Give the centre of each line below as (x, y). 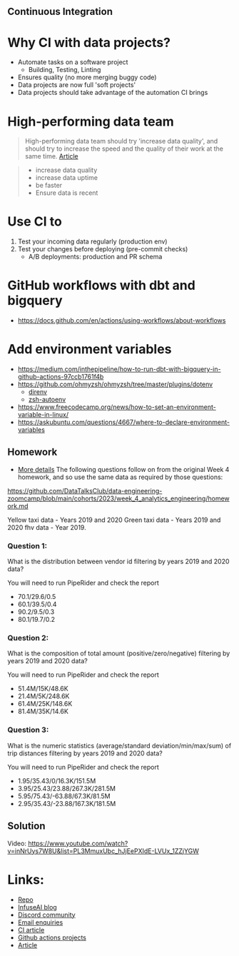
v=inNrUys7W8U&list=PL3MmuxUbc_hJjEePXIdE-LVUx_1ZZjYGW (103, 851)
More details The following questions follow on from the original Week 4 (123, 469)
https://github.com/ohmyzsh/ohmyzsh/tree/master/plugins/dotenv (115, 384)
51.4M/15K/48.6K (43, 689)
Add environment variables (90, 349)
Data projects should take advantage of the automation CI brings (113, 93)
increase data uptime (67, 178)
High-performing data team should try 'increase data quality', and (121, 141)
